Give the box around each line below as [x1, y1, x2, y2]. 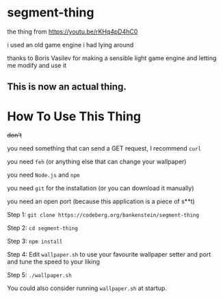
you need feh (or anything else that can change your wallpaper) [7, 157, 187, 166]
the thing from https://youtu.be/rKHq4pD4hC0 [7, 27, 138, 36]
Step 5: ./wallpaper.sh [7, 271, 72, 279]
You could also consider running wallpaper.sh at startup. [7, 284, 168, 292]
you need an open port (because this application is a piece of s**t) [7, 197, 195, 206]
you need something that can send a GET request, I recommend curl [7, 144, 202, 153]
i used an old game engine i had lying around [7, 40, 134, 49]
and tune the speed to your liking [7, 258, 101, 266]
